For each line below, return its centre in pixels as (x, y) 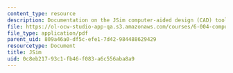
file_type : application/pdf (48, 33)
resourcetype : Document (42, 46)
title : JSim (24, 53)
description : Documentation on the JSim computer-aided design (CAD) (110, 20)
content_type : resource (42, 14)
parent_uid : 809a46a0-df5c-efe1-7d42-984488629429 (82, 40)
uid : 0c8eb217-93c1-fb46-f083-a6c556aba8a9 (71, 59)
